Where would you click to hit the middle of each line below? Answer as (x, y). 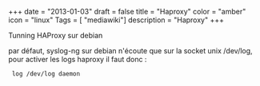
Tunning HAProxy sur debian (56, 35)
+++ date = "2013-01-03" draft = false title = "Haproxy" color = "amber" (127, 12)
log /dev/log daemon (46, 74)
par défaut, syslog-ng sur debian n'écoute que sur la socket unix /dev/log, (131, 51)
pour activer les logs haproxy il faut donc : (78, 59)
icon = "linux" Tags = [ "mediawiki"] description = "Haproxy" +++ (116, 20)
